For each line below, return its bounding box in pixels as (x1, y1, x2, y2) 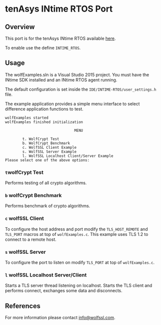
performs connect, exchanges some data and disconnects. (5, 288, 122, 294)
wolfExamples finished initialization (5, 120, 83, 124)
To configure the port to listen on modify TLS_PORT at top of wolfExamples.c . (5, 260, 155, 265)
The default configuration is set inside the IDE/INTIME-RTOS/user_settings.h (5, 86, 156, 92)
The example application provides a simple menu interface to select (5, 101, 140, 107)
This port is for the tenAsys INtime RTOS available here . (5, 35, 116, 41)
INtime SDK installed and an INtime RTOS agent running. (5, 77, 117, 83)
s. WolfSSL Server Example (22, 149, 77, 154)
